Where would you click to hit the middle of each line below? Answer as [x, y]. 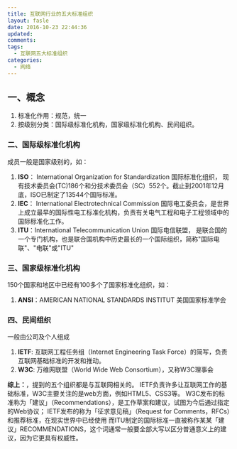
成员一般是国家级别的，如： [48, 161]
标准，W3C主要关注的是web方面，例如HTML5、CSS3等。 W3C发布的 [116, 394]
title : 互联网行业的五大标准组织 [50, 14]
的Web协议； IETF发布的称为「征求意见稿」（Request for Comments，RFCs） [119, 411]
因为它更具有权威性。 [51, 438]
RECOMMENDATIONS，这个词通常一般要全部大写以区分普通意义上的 [120, 429]
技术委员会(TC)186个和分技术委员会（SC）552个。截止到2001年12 [121, 185]
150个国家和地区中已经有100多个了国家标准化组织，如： [89, 285]
